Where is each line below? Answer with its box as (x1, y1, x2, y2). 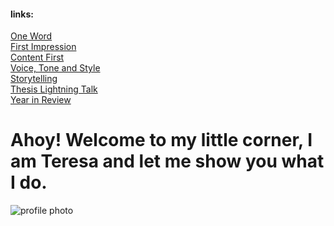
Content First (10, 51, 65, 64)
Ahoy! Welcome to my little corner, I (10, 129, 313, 152)
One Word (10, 30, 53, 42)
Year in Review (10, 94, 72, 106)
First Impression (10, 41, 77, 53)
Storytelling (10, 73, 58, 85)
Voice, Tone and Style (10, 62, 101, 74)
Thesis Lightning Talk (10, 83, 98, 95)
